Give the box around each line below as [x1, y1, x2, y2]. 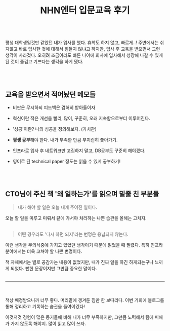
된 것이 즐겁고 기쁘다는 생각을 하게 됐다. [5, 59, 83, 65]
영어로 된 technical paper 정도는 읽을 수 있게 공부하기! [12, 158, 120, 164]
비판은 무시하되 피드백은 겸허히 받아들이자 [12, 104, 96, 111]
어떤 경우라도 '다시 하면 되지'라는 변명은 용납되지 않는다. [17, 231, 129, 237]
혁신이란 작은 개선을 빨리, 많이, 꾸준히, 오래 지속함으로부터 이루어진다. [12, 115, 150, 121]
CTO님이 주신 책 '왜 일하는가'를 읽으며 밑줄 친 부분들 [5, 190, 159, 198]
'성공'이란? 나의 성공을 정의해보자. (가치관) [12, 126, 97, 132]
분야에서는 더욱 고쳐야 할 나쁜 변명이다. [5, 248, 82, 254]
